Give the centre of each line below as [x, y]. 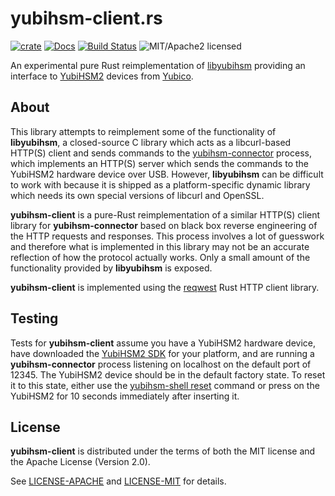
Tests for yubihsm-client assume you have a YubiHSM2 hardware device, [163, 343]
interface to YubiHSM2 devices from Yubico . [102, 76]
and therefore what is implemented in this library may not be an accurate [160, 246]
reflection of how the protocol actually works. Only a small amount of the [160, 257]
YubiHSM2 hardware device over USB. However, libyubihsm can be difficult [167, 174]
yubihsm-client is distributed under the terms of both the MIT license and [163, 451]
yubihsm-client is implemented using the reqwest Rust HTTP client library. [165, 287]
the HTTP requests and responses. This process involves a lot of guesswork [167, 236]
